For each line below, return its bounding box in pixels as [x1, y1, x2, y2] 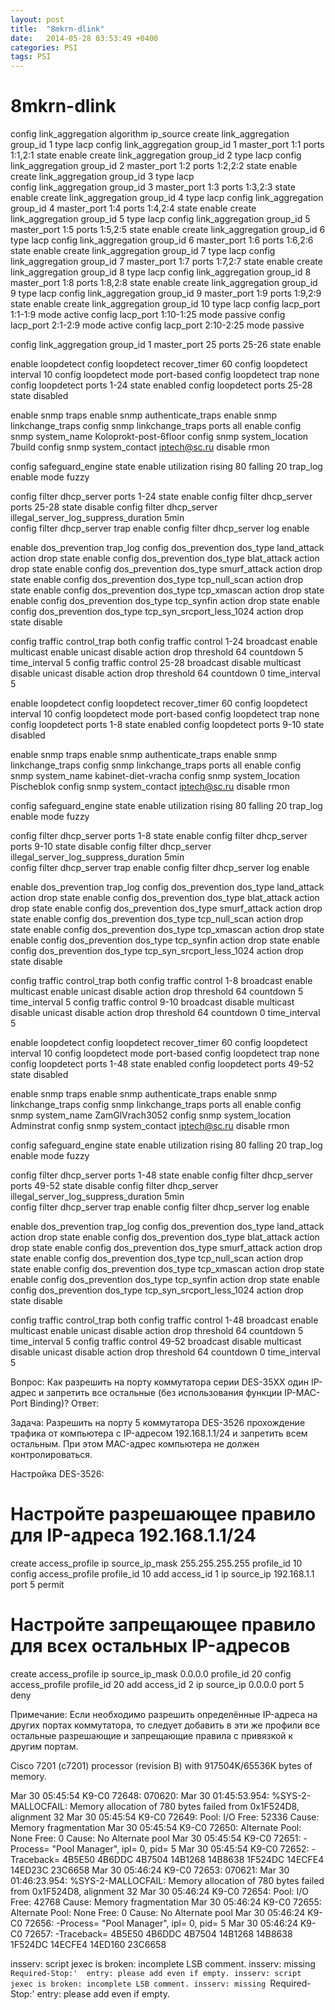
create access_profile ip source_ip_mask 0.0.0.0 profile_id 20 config [10, 1667, 292, 1680]
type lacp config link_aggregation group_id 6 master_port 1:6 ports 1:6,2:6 [10, 234, 314, 246]
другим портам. [10, 1740, 79, 1752]
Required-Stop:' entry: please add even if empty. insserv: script [10, 1968, 302, 1978]
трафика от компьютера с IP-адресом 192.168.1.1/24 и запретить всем [10, 1427, 308, 1440]
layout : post [10, 14, 65, 25]
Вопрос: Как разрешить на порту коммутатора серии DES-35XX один [10, 1376, 309, 1388]
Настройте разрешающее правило [10, 1503, 317, 1526]
